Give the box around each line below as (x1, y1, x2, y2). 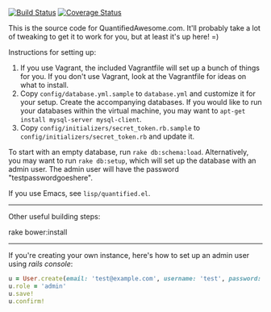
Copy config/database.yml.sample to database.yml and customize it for (19, 89, 256, 98)
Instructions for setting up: (8, 48, 97, 56)
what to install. (19, 81, 69, 89)
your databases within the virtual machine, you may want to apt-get (19, 106, 246, 115)
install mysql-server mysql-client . (19, 114, 143, 124)
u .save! (8, 289, 35, 297)
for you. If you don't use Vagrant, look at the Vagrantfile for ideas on (19, 72, 247, 81)
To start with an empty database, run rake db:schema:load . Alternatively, (8, 148, 249, 156)
